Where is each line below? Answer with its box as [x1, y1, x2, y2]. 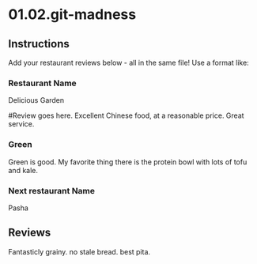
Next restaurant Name [8, 185, 96, 196]
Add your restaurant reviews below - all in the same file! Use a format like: [8, 58, 249, 67]
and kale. [8, 165, 38, 175]
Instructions [8, 37, 70, 51]
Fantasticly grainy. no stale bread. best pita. [8, 247, 151, 256]
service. [8, 119, 35, 129]
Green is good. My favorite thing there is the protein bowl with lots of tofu [8, 157, 248, 167]
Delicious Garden [8, 96, 65, 105]
